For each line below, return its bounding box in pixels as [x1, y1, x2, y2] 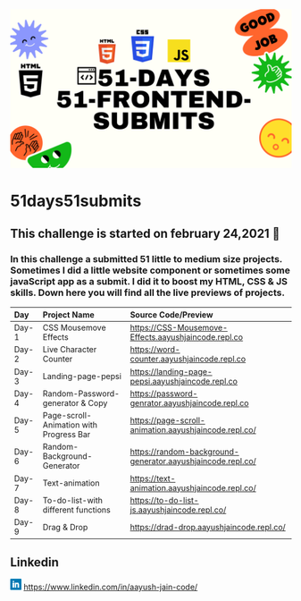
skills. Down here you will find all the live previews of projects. [10, 286, 285, 299]
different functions [42, 504, 111, 515]
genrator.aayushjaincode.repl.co [130, 397, 249, 408]
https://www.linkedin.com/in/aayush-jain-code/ [22, 581, 198, 593]
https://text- [130, 473, 176, 484]
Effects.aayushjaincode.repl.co [130, 332, 244, 343]
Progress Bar [42, 429, 91, 440]
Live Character [42, 344, 97, 355]
